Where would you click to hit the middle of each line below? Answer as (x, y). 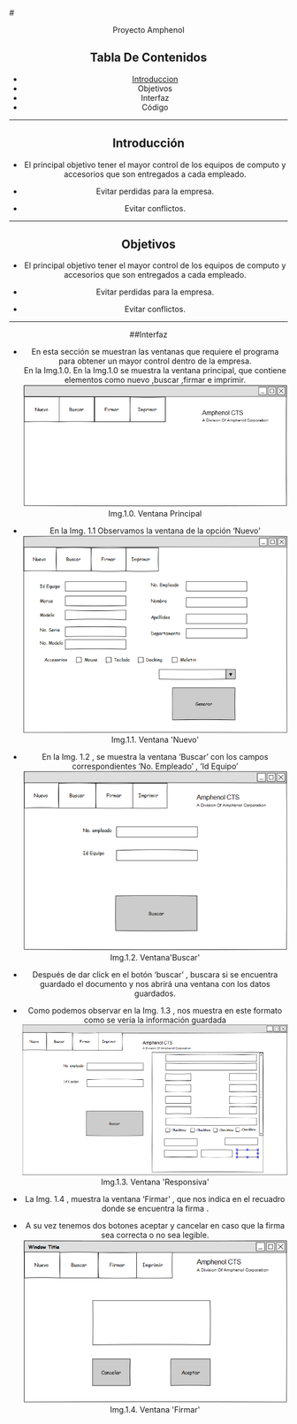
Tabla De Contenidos (148, 58)
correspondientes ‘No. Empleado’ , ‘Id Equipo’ (155, 766)
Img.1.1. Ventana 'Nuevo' (155, 740)
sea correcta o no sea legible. (155, 1235)
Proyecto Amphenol (148, 30)
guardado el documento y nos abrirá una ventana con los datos (155, 984)
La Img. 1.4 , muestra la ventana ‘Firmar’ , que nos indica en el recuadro (155, 1198)
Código (155, 107)
